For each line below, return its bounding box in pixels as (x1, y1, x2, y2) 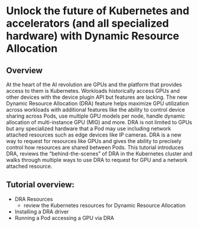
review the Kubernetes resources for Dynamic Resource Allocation (23, 202, 186, 209)
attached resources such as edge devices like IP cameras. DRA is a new (6, 131, 182, 138)
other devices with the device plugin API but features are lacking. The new (6, 93, 187, 100)
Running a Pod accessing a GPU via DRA (14, 214, 114, 221)
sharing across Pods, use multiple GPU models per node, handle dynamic (6, 112, 186, 119)
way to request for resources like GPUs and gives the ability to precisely (6, 138, 182, 144)
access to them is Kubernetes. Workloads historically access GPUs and (6, 87, 180, 94)
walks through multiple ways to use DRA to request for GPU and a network (6, 157, 188, 163)
